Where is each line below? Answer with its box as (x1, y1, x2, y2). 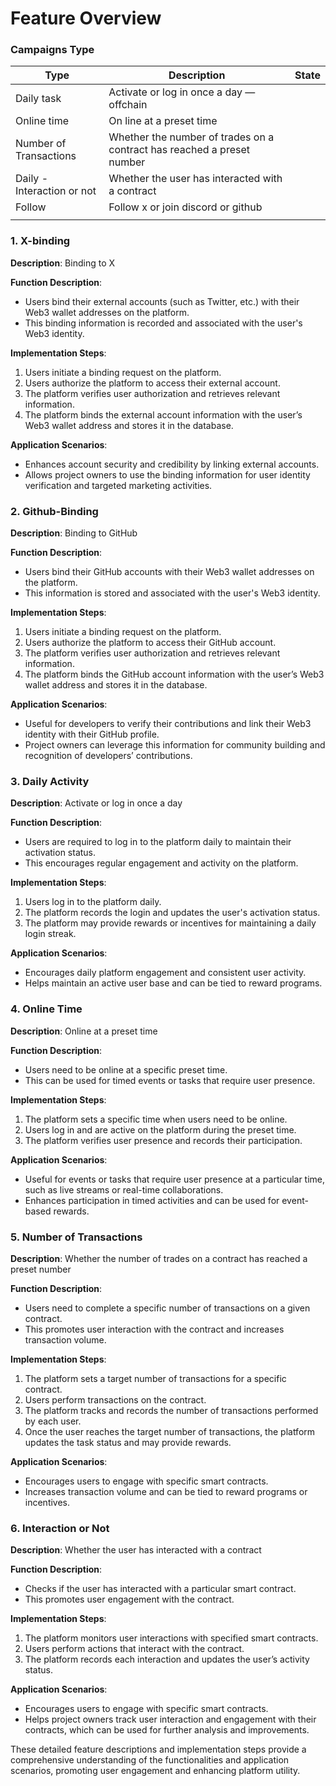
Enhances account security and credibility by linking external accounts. (24, 458, 320, 470)
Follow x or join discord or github (108, 200, 263, 214)
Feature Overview (10, 7, 162, 30)
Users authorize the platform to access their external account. (24, 377, 281, 389)
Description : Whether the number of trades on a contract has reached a (10, 1252, 308, 1264)
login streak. (24, 928, 77, 940)
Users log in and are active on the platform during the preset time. (24, 1123, 297, 1136)
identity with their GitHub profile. (24, 728, 160, 741)
